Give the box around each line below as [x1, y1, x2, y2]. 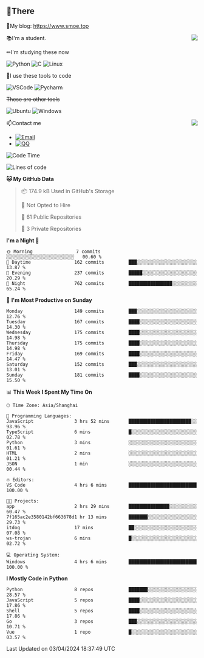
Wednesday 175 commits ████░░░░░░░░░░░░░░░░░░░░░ [6, 329, 197, 335]
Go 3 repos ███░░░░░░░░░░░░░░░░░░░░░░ [6, 618, 197, 625]
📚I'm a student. [6, 34, 47, 41]
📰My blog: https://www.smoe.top [6, 22, 89, 29]
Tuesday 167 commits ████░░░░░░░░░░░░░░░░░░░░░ [6, 318, 197, 325]
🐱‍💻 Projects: [6, 498, 39, 504]
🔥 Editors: [6, 476, 35, 483]
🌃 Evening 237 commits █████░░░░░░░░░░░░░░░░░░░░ [6, 270, 197, 276]
